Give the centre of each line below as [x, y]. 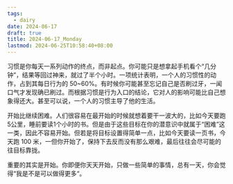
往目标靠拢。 [25, 150]
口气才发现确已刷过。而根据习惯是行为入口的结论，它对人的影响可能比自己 [113, 92]
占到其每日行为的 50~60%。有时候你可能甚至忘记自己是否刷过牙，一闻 [121, 83]
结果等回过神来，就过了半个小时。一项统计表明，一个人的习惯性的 [116, 75]
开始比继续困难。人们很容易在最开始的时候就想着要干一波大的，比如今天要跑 [116, 116]
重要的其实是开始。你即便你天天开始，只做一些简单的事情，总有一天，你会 [113, 165]
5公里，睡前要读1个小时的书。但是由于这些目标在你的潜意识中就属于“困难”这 [116, 124]
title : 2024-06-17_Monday [44, 39]
